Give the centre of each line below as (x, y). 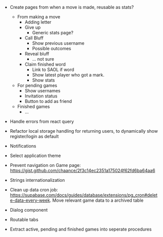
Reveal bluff (37, 54)
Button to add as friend (48, 101)
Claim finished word (45, 64)
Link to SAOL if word (53, 70)
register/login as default (34, 136)
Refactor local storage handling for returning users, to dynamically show (84, 131)
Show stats (43, 80)
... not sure (43, 59)
